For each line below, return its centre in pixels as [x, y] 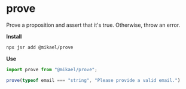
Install [14, 36]
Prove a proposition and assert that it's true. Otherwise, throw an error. [93, 25]
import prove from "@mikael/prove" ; [52, 69]
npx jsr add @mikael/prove [40, 47]
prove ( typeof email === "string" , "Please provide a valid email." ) [93, 80]
